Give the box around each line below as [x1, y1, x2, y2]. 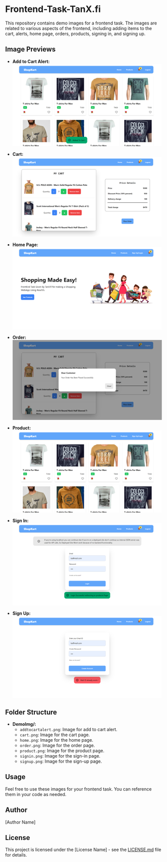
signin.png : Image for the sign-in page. [19, 753, 101, 759]
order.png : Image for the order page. [19, 743, 95, 749]
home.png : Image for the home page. [19, 737, 93, 743]
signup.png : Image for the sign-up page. [19, 758, 102, 765]
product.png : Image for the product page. [19, 748, 104, 754]
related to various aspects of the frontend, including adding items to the [5, 25, 152, 31]
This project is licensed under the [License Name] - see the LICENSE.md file [5, 847, 162, 853]
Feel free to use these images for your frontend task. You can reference [5, 786, 152, 792]
